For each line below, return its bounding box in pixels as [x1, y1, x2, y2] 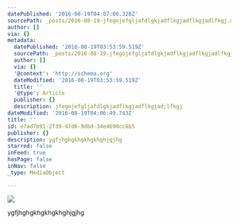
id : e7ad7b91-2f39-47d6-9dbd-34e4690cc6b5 [7, 122, 135, 130]
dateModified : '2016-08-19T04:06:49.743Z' [7, 110, 135, 117]
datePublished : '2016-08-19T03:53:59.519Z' [14, 43, 144, 50]
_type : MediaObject [7, 169, 65, 176]
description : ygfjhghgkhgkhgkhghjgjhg [7, 136, 122, 143]
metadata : [7, 37, 37, 44]
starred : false [7, 143, 53, 150]
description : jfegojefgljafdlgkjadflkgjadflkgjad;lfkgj [14, 103, 183, 110]
